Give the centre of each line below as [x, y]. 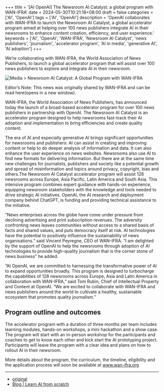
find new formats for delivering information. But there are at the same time [80, 158]
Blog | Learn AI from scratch [41, 384]
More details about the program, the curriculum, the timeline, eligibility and [80, 360]
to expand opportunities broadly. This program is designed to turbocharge [80, 271]
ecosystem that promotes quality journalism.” [51, 297]
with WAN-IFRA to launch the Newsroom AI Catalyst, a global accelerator [79, 23]
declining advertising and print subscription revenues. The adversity [74, 220]
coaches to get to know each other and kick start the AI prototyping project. [81, 340]
